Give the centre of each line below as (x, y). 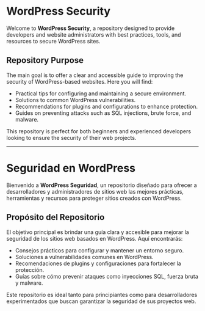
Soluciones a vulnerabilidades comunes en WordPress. (84, 257)
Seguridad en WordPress (71, 168)
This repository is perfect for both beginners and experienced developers (99, 131)
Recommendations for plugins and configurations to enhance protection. (106, 106)
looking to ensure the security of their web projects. (71, 137)
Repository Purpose (45, 60)
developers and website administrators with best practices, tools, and (94, 34)
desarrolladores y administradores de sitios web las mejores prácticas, (95, 191)
